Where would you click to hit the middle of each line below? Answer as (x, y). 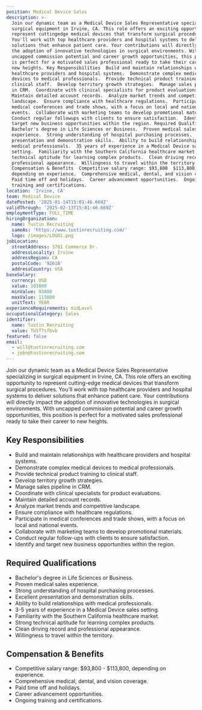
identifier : (21, 319)
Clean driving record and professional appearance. (78, 629)
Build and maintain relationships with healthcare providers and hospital (103, 454)
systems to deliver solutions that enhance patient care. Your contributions (98, 396)
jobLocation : (23, 241)
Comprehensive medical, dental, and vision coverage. (81, 681)
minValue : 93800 (32, 292)
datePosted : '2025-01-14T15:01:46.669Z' (58, 202)
